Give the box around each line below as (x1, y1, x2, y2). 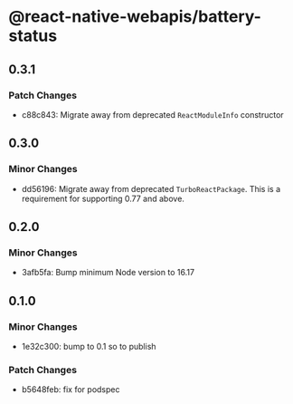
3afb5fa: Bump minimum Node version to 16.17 (21, 267, 195, 278)
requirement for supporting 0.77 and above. (21, 193, 184, 204)
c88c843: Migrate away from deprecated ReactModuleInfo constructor (21, 109, 284, 120)
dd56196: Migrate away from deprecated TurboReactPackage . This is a (21, 183, 281, 194)
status (8, 25, 58, 46)
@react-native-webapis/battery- (8, 6, 261, 27)
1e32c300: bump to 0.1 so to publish (21, 341, 156, 351)
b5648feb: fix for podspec (21, 384, 120, 395)
